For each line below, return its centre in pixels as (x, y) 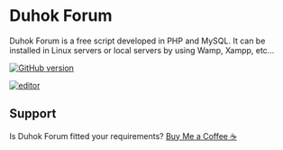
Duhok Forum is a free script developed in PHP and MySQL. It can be (137, 41)
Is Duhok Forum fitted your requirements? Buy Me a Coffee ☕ (123, 136)
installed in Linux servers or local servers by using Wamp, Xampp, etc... (142, 50)
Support (33, 114)
